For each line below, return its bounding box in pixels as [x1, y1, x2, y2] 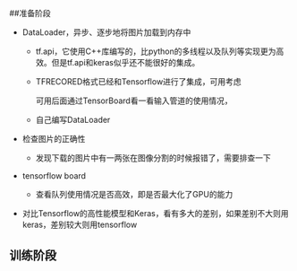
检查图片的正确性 [21, 134, 86, 144]
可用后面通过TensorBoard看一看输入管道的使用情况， [35, 95, 233, 106]
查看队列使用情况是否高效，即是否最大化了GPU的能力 [35, 189, 233, 199]
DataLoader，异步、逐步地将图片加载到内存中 [21, 27, 191, 38]
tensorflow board [21, 170, 87, 181]
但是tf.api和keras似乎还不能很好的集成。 [51, 57, 200, 67]
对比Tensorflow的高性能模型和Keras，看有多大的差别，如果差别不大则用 [21, 208, 289, 218]
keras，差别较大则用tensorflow [21, 219, 138, 230]
